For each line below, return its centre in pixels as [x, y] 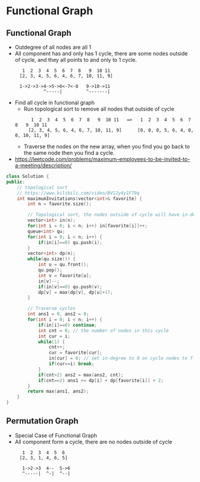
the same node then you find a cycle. [69, 153]
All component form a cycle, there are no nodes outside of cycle [93, 442]
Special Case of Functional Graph [56, 435]
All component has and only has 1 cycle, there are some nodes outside [101, 54]
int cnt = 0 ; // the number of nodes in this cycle [103, 331]
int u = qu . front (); [63, 265]
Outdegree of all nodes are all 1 [53, 47]
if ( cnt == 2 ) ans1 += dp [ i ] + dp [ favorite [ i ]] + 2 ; [101, 380]
